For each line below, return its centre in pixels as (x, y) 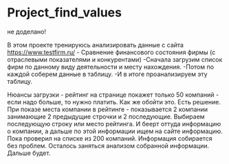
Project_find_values (65, 13)
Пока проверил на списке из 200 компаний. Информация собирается (110, 138)
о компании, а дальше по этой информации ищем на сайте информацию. (115, 131)
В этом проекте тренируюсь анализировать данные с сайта (96, 45)
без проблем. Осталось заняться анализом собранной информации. (108, 145)
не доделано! (27, 32)
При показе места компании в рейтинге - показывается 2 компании (108, 109)
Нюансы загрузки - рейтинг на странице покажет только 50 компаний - (113, 95)
